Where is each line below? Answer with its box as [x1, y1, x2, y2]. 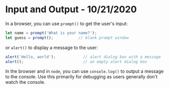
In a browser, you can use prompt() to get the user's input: [5, 20, 128, 27]
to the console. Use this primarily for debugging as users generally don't [5, 74, 158, 80]
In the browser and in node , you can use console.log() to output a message [5, 68, 164, 75]
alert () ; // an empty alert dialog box [5, 59, 147, 64]
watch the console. [5, 79, 45, 85]
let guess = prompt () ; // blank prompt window [5, 35, 129, 40]
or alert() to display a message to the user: [5, 44, 98, 51]
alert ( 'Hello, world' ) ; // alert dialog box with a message [5, 54, 161, 59]
